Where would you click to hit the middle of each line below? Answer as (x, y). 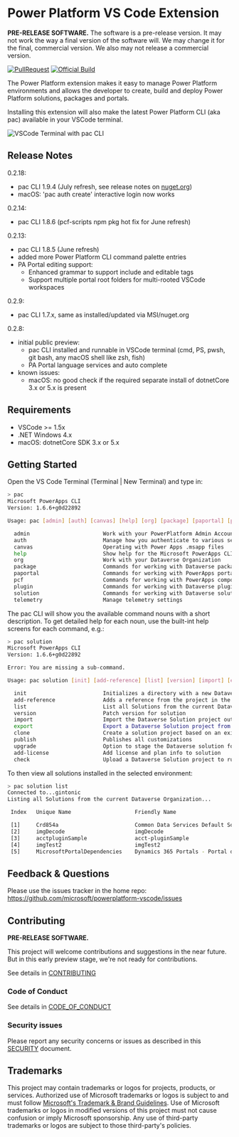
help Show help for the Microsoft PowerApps (117, 554)
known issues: (39, 372)
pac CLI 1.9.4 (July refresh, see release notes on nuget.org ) (105, 186)
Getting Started (42, 464)
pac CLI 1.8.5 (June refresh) (58, 249)
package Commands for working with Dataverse (114, 567)
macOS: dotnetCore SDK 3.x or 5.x (68, 442)
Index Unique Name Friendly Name (93, 813)
